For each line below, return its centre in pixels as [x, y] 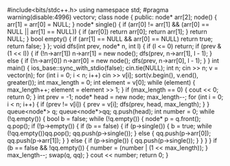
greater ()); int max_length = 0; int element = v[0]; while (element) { [101, 82]
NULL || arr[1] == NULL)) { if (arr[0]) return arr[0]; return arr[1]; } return [107, 31]
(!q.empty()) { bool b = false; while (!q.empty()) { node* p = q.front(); [104, 119]
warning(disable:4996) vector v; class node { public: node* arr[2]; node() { [112, 17]
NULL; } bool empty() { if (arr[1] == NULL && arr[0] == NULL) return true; [110, 39]
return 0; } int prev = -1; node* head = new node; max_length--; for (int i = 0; [115, 97]
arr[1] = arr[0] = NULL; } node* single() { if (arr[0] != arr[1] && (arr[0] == [108, 24]
